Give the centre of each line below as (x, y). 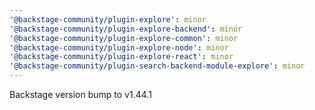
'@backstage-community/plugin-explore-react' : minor (121, 57)
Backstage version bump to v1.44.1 (80, 94)
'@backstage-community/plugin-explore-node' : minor (119, 47)
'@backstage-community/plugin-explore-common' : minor (124, 38)
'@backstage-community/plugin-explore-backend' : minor (126, 29)
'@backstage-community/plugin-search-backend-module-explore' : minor (157, 66)
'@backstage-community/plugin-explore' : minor (108, 19)
